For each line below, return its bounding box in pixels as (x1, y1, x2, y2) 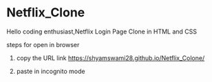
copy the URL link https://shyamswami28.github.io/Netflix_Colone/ (16, 53, 205, 62)
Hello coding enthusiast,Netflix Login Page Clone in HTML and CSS (6, 27, 198, 36)
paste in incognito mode (16, 67, 85, 75)
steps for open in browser (6, 40, 80, 49)
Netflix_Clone (6, 5, 85, 20)
